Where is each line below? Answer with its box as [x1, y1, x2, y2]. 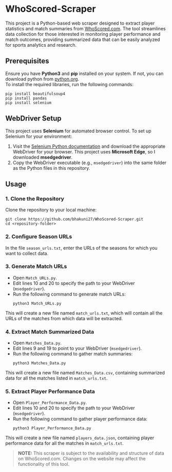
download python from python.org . [5, 75, 80, 82]
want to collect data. [5, 250, 49, 257]
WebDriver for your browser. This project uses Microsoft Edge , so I [12, 148, 156, 154]
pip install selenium [5, 100, 52, 105]
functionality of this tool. [17, 461, 70, 467]
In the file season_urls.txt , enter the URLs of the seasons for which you [5, 245, 158, 251]
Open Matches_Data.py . [12, 340, 62, 346]
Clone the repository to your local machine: [5, 207, 97, 213]
